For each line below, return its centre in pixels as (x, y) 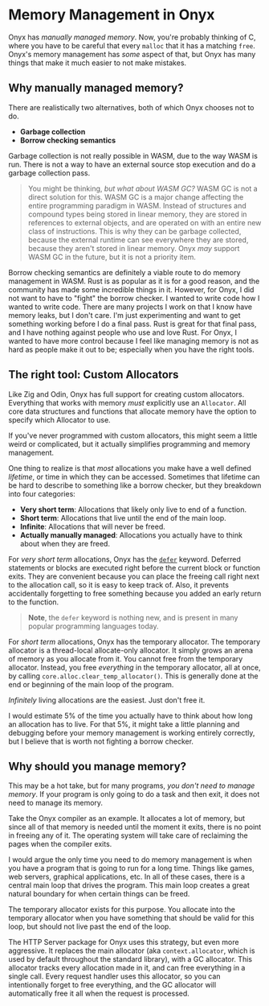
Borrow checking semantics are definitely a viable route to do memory (124, 272)
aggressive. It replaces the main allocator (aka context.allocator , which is (132, 950)
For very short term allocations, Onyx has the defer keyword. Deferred (124, 559)
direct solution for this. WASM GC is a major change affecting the (136, 197)
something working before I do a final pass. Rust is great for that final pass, (132, 324)
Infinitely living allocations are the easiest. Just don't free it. (107, 700)
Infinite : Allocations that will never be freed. (93, 526)
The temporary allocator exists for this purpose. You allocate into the (122, 909)
